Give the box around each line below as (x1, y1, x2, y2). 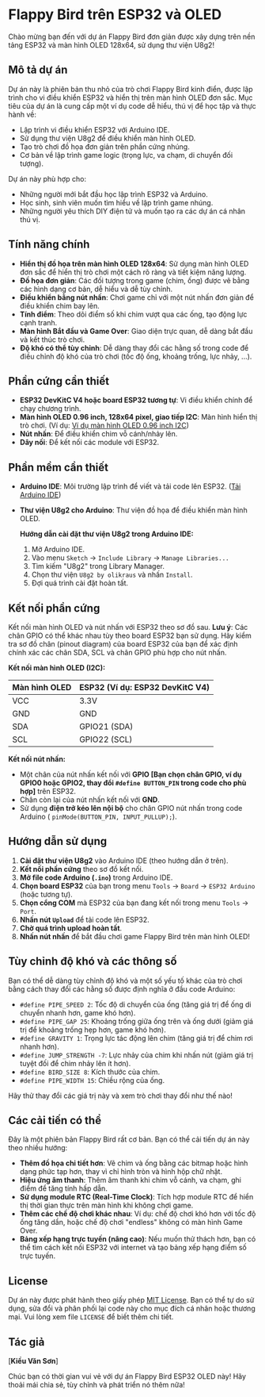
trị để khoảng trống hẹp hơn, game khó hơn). (19, 1025, 166, 1034)
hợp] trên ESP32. (19, 787, 77, 796)
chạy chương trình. (19, 404, 81, 413)
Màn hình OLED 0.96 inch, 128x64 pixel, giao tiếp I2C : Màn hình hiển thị (19, 413, 258, 422)
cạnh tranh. (19, 317, 58, 327)
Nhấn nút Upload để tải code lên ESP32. (19, 915, 150, 924)
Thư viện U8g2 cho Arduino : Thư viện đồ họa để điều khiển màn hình (19, 505, 248, 515)
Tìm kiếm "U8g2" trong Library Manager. (31, 562, 165, 571)
